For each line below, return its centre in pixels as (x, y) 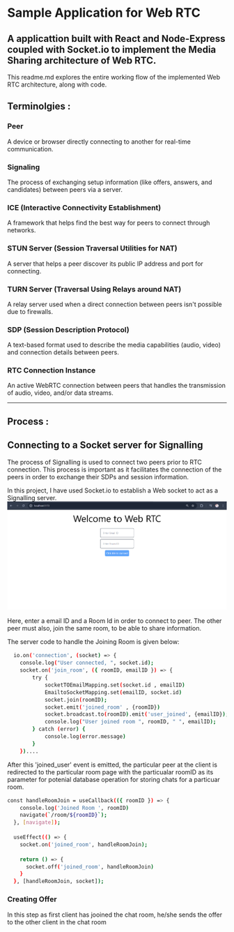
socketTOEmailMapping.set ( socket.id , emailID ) (115, 685)
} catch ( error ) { (59, 729)
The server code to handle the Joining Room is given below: (93, 642)
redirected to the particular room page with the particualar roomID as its (110, 772)
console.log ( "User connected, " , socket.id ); (87, 663)
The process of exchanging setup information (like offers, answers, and (110, 182)
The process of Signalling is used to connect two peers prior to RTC (104, 462)
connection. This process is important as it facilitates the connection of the (115, 469)
